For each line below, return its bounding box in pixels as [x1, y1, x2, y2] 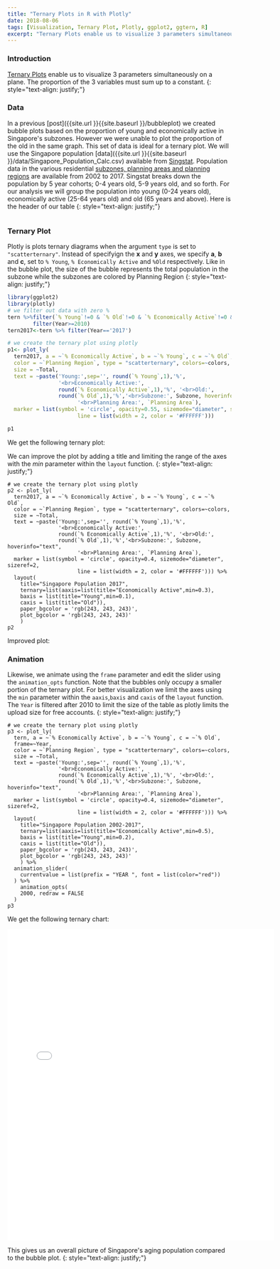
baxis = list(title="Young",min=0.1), [20, 593, 135, 600]
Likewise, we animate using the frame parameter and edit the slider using [7, 670, 221, 679]
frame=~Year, [14, 740, 53, 748]
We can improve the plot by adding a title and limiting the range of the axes [7, 452, 227, 460]
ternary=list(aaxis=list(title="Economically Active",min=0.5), [20, 828, 215, 835]
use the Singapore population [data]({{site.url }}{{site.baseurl [7, 149, 187, 157]
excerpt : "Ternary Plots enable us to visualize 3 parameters [7, 30, 195, 38]
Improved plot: [7, 636, 50, 644]
